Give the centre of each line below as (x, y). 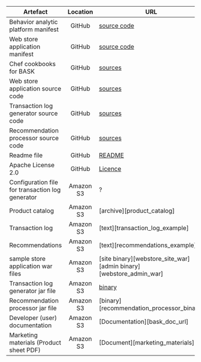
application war (31, 266)
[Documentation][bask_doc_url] (144, 322)
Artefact (35, 12)
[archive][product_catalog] (137, 211)
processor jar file (33, 308)
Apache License (32, 165)
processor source (34, 138)
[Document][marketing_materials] (147, 343)
